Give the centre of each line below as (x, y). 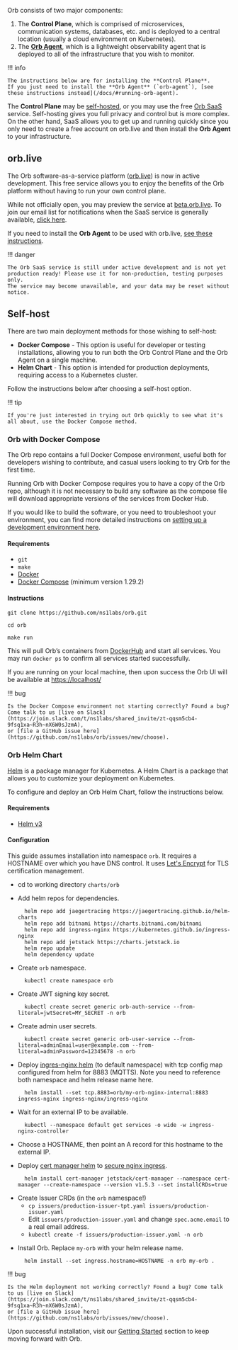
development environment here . (54, 527)
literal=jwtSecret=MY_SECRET (61, 1013)
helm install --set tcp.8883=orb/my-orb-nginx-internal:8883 (117, 1093)
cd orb (17, 625)
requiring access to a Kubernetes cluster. (78, 375)
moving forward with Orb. (45, 1339)
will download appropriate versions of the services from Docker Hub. (108, 498)
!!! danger (21, 254)
